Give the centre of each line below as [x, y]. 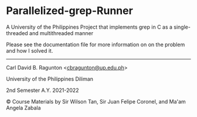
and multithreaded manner [61, 33]
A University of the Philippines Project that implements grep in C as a [89, 27]
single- [182, 27]
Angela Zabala [23, 108]
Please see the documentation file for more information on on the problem [96, 44]
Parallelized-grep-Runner [69, 11]
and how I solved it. [30, 50]
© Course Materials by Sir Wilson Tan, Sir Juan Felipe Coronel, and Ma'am [96, 101]
